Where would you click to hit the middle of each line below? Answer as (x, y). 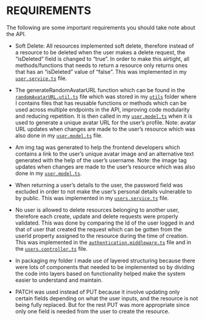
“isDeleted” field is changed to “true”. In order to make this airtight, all (102, 59)
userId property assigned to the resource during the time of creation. (102, 236)
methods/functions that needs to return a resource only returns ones (101, 65)
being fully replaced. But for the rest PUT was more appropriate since (102, 305)
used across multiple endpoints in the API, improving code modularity (102, 109)
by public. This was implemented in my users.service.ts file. (92, 198)
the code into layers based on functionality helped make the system (100, 273)
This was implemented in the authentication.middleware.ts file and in (103, 242)
